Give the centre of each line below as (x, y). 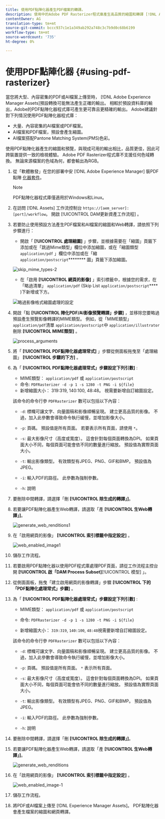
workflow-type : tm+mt (28, 32)
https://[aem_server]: (106, 208)
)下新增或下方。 (36, 292)
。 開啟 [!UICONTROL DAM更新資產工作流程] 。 (94, 214)
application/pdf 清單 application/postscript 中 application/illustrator (86, 325)
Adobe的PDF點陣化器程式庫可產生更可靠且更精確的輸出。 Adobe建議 (83, 109)
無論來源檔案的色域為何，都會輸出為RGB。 (58, 161)
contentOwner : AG (23, 19)
